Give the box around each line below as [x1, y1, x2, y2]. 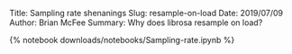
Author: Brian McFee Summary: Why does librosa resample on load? [9, 17, 263, 28]
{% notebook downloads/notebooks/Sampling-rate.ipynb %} [9, 35, 235, 45]
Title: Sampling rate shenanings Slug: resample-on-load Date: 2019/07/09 [9, 8, 284, 18]
